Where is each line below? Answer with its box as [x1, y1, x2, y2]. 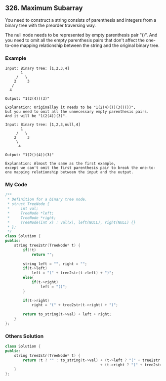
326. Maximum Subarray [5, 4, 83, 12]
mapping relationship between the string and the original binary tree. [20, 42, 160, 48]
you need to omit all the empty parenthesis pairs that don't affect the [5, 37, 145, 43]
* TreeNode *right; [7, 215, 56, 220]
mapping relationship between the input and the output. [14, 170, 134, 175]
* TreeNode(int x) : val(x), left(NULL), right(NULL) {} [7, 220, 136, 225]
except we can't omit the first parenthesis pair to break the [5, 166, 138, 170]
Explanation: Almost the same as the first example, [5, 161, 116, 166]
